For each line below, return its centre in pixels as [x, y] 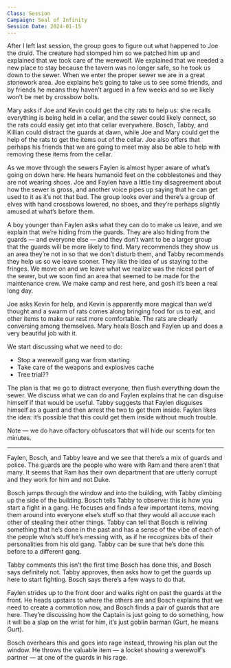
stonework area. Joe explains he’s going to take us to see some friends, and [115, 83]
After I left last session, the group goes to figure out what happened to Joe [113, 46]
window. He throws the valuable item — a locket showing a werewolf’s [107, 650]
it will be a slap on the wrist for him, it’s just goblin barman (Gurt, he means [113, 622]
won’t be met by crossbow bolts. [53, 97]
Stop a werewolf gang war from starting [74, 360]
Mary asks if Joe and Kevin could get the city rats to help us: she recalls [109, 110]
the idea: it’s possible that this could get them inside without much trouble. [112, 417]
